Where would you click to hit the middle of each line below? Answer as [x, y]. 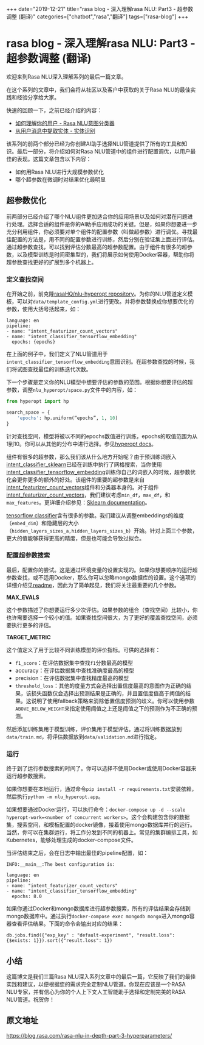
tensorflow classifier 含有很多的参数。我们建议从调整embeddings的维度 [95, 515]
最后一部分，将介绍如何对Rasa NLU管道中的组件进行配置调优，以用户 [104, 151]
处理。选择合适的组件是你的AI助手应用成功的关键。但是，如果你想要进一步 [104, 224]
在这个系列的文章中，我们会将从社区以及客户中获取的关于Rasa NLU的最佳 [98, 90]
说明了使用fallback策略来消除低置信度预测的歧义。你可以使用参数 [113, 701]
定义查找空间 [25, 279]
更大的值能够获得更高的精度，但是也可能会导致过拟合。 [75, 538]
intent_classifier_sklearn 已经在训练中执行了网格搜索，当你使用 [84, 464]
